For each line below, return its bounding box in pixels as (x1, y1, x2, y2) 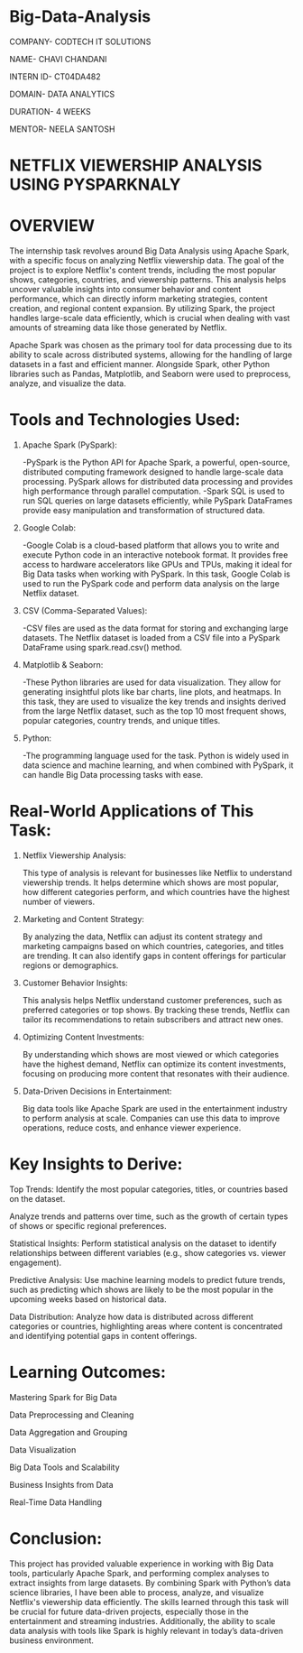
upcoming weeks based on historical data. (9, 1293, 167, 1305)
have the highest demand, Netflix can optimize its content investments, (22, 1058, 287, 1069)
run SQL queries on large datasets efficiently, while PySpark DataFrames (22, 495, 293, 506)
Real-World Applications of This (9, 801, 254, 822)
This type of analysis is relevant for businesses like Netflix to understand (22, 867, 293, 878)
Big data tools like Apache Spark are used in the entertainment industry (22, 1103, 288, 1113)
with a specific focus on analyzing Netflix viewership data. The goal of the (9, 255, 285, 266)
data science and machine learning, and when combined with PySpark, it (22, 760, 294, 771)
